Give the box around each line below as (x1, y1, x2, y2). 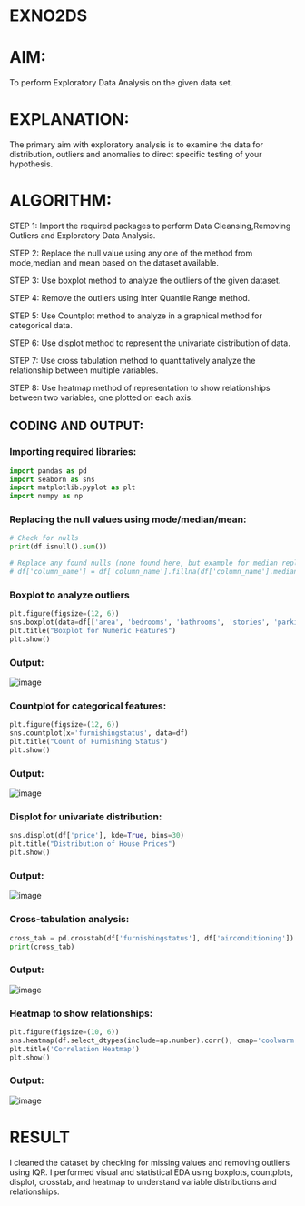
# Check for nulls (9, 534, 79, 543)
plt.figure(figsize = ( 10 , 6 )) (9, 1028, 120, 1037)
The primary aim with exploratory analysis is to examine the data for (9, 139, 263, 150)
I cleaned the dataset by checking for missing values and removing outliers (9, 1157, 290, 1168)
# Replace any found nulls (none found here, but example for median (9, 558, 279, 568)
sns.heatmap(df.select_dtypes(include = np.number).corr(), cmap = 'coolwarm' (9, 1036, 299, 1045)
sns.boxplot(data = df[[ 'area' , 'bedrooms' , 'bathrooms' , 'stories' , (9, 618, 271, 628)
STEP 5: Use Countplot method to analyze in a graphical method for (9, 310, 263, 321)
